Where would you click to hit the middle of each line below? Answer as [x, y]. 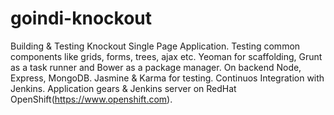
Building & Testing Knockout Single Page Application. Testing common [155, 46]
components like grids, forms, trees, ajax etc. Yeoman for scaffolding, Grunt [166, 56]
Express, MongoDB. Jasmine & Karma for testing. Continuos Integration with [167, 78]
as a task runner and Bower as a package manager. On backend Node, [156, 67]
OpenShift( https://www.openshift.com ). [91, 99]
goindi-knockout [81, 18]
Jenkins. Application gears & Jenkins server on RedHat [123, 88]
